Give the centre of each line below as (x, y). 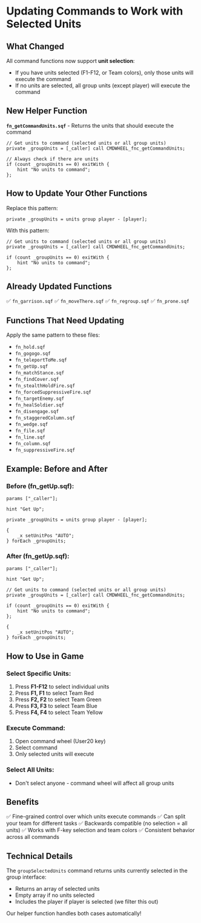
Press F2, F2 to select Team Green (58, 699)
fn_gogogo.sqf (33, 354)
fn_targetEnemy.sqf (40, 399)
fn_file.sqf (30, 431)
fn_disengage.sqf (37, 412)
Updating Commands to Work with (95, 11)
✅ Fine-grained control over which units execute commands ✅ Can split (96, 816)
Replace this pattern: (32, 208)
